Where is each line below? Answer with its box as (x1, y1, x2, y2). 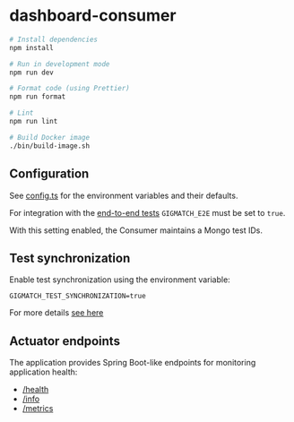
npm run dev (9, 68, 54, 77)
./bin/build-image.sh (9, 141, 91, 151)
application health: (9, 366, 78, 377)
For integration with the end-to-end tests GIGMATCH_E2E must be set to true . (9, 207, 286, 218)
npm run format (9, 92, 66, 101)
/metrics (22, 403, 54, 414)
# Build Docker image (9, 133, 91, 142)
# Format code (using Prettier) (9, 84, 130, 93)
